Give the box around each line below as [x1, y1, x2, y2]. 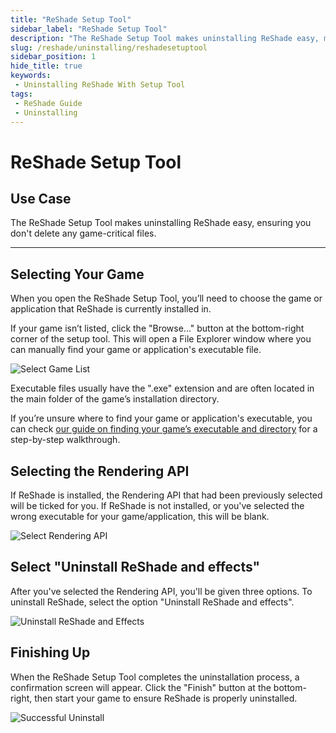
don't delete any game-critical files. [10, 227, 157, 240]
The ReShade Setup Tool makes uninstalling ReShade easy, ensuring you [10, 217, 312, 229]
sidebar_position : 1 [10, 52, 97, 62]
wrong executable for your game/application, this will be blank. [10, 511, 270, 522]
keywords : [10, 71, 52, 81]
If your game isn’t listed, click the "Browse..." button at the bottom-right [10, 322, 305, 335]
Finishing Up [10, 644, 91, 661]
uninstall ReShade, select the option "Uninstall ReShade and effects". [10, 596, 295, 608]
